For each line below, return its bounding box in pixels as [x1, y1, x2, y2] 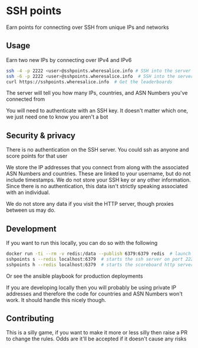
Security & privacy [6, 130, 75, 140]
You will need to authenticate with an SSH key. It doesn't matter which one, [6, 107, 189, 114]
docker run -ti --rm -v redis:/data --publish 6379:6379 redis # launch [6, 251, 192, 257]
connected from [6, 96, 45, 103]
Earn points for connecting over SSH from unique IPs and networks [6, 24, 169, 31]
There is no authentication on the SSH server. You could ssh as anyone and [6, 146, 189, 153]
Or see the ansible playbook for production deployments [6, 273, 143, 280]
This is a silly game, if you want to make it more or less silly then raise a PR [6, 329, 188, 336]
